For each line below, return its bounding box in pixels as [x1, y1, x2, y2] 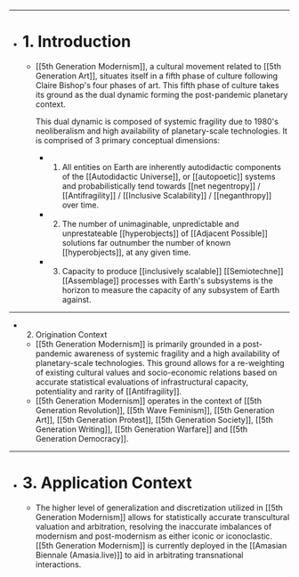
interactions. [35, 558, 82, 570]
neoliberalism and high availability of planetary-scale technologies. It [35, 126, 287, 136]
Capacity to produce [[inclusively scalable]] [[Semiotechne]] [61, 265, 284, 276]
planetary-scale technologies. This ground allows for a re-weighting [35, 357, 285, 368]
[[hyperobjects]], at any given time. [61, 247, 191, 257]
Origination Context [35, 329, 108, 339]
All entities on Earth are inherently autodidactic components [61, 161, 282, 172]
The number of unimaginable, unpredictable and [61, 218, 239, 229]
